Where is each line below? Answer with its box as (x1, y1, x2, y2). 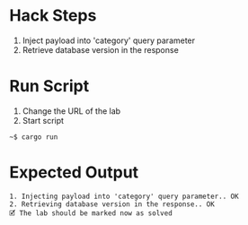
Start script (22, 115, 65, 125)
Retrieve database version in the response (22, 44, 180, 55)
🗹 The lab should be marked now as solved (9, 208, 173, 218)
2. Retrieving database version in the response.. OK (9, 199, 216, 209)
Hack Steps (9, 5, 97, 26)
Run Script (9, 76, 90, 97)
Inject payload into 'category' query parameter (22, 35, 196, 46)
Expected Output (9, 162, 139, 183)
